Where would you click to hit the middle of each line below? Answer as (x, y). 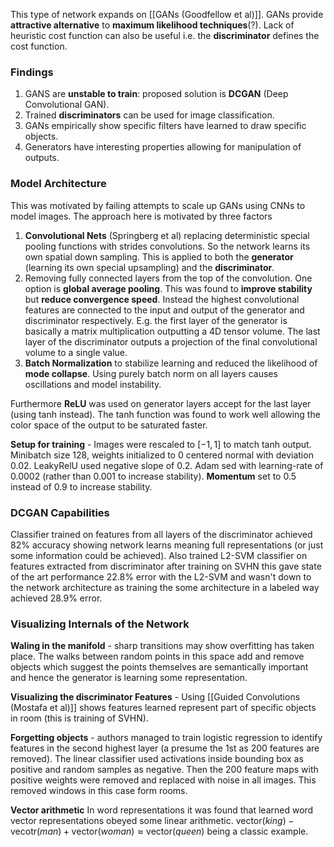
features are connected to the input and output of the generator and (164, 310)
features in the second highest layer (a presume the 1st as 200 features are (165, 748)
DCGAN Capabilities (60, 512)
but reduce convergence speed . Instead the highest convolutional (162, 299)
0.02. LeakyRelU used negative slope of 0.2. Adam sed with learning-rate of (167, 465)
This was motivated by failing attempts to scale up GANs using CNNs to (158, 205)
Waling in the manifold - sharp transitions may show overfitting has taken (162, 646)
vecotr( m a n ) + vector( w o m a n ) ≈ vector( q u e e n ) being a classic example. (159, 831)
